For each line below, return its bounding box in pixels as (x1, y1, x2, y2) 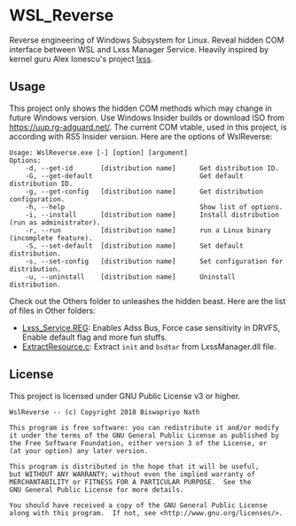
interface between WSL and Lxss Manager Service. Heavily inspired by (9, 43, 269, 54)
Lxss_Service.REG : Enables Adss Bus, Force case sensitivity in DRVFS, (21, 322, 281, 333)
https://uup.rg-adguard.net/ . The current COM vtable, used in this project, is (9, 122, 287, 132)
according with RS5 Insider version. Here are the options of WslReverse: (9, 130, 273, 142)
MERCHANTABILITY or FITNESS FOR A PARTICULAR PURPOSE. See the (9, 477, 252, 486)
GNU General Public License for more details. (9, 485, 184, 494)
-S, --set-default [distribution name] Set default (25, 241, 244, 250)
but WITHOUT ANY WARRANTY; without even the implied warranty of (9, 469, 255, 479)
